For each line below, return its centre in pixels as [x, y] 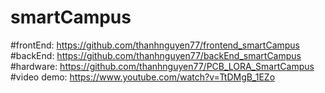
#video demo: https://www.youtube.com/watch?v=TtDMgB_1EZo [143, 77]
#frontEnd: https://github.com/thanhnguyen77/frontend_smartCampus [155, 45]
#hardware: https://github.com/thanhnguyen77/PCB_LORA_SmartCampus [162, 66]
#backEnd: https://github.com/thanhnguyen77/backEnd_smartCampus [156, 55]
